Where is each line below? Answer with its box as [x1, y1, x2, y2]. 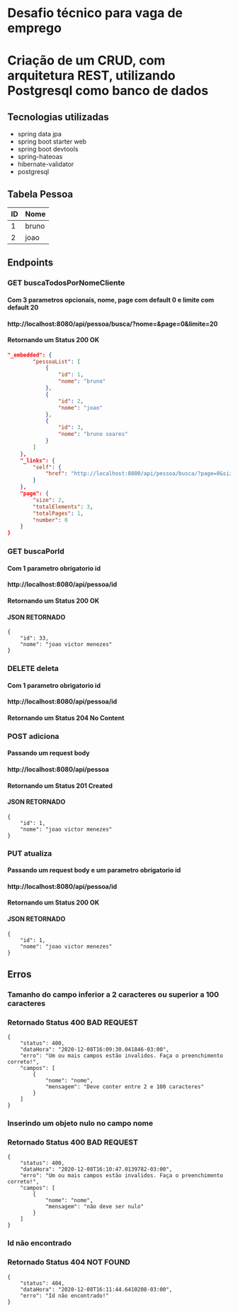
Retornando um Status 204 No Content [7, 714, 125, 722]
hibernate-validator [17, 160, 74, 168]
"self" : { [33, 464, 62, 471]
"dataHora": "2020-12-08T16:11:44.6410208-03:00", [20, 1286, 173, 1293]
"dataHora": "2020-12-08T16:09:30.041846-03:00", [20, 1046, 170, 1054]
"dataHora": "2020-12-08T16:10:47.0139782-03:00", [20, 1166, 173, 1173]
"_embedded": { [7, 351, 52, 359]
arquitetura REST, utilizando [7, 67, 176, 84]
